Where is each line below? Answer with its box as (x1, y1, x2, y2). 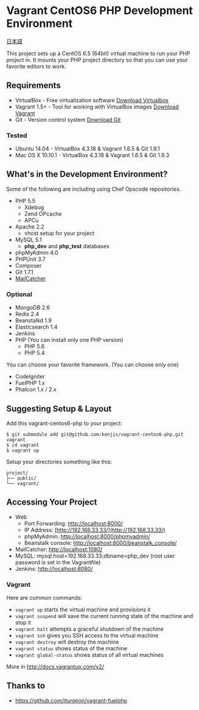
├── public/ (6, 475, 37, 481)
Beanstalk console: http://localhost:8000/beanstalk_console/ (24, 539, 177, 546)
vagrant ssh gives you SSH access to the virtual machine (15, 632, 159, 639)
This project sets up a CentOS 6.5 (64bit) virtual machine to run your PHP (6, 49, 190, 57)
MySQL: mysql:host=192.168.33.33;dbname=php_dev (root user (15, 552, 175, 559)
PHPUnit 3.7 (15, 255, 46, 263)
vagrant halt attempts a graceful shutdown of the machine (15, 625, 164, 633)
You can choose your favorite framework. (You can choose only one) (6, 361, 180, 369)
